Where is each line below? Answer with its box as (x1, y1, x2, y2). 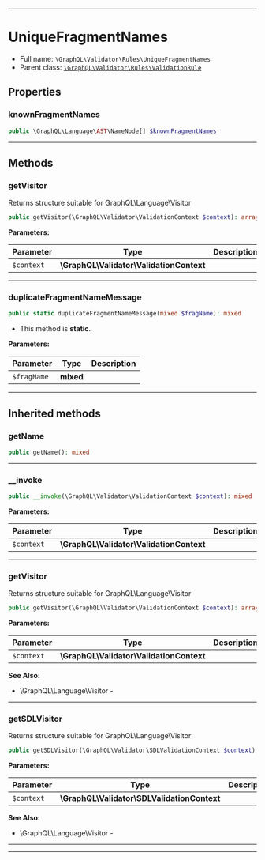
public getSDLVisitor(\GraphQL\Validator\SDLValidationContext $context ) (8, 746, 256, 755)
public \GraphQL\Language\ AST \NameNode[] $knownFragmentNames (8, 127, 217, 135)
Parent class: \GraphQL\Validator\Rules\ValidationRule (19, 62, 202, 72)
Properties (8, 85, 62, 99)
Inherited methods (8, 406, 101, 420)
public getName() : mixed (8, 448, 90, 456)
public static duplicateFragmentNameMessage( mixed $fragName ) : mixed (8, 310, 242, 318)
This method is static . (19, 324, 91, 334)
